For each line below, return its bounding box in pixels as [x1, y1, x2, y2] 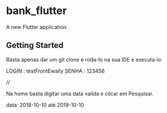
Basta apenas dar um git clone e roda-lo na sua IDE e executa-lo [6, 56, 162, 63]
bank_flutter [6, 4, 67, 18]
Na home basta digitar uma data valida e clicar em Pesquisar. [6, 90, 154, 97]
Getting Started [6, 40, 64, 50]
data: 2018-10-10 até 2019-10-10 [6, 101, 84, 108]
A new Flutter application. [6, 23, 68, 30]
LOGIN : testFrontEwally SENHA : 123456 [6, 67, 105, 74]
